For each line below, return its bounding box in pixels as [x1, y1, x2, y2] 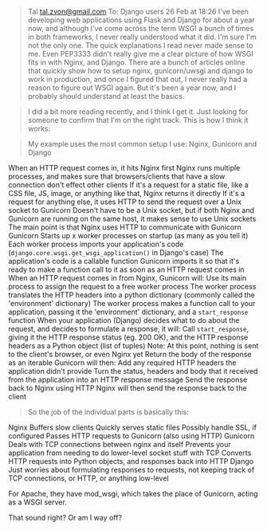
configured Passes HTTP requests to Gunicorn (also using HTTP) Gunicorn [8, 431, 255, 441]
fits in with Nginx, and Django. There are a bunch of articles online [27, 57, 245, 67]
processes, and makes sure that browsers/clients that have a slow [8, 171, 226, 181]
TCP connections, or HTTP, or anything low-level [8, 473, 169, 483]
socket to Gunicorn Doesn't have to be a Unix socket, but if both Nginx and [8, 206, 255, 214]
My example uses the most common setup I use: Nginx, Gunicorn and [27, 139, 257, 148]
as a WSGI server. [8, 497, 68, 507]
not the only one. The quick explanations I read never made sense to [27, 41, 253, 50]
